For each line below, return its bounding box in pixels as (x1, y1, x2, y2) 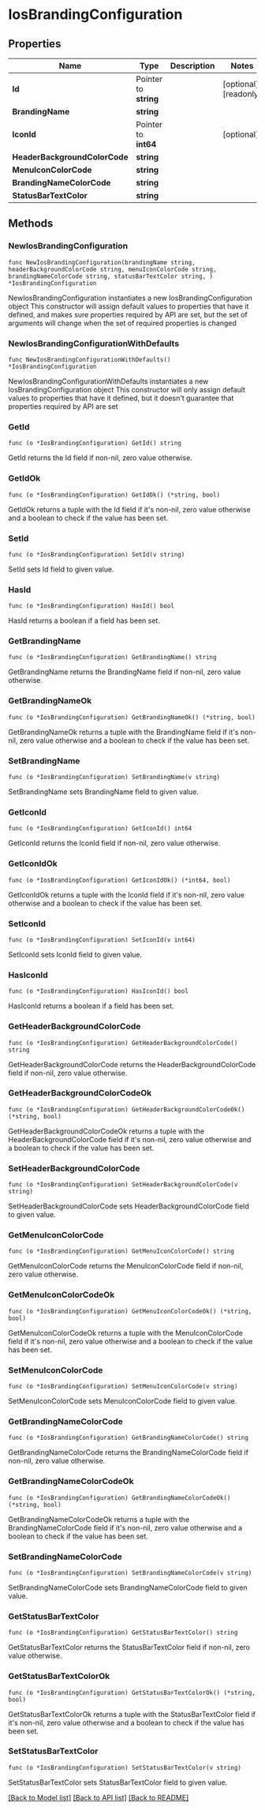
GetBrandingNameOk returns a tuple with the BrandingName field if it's (8, 727, 239, 736)
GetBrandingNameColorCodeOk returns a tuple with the (8, 1514, 190, 1524)
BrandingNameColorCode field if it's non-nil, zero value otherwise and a (8, 1523, 243, 1532)
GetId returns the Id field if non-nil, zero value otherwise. (8, 453, 193, 463)
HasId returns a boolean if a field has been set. (8, 616, 160, 625)
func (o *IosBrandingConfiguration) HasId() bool (8, 602, 175, 610)
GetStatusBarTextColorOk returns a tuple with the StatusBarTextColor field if (8, 1709, 256, 1718)
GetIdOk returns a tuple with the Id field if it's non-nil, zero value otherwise (8, 504, 251, 514)
